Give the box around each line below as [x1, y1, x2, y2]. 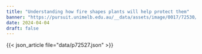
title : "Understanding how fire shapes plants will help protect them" [6, 8, 189, 15]
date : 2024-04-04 [6, 20, 50, 26]
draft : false [6, 25, 39, 31]
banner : [6, 14, 26, 20]
